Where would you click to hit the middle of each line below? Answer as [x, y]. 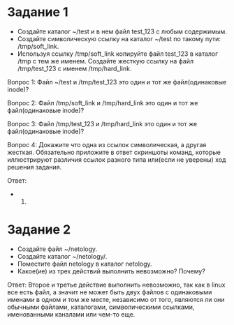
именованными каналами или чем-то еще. [71, 314]
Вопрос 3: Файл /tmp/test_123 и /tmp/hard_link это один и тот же [102, 123]
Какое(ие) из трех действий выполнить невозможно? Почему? [111, 271]
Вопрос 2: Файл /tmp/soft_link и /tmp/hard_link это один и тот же [103, 103]
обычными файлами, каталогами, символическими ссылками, [101, 307]
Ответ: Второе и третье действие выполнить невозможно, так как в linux [116, 285]
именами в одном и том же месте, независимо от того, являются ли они [116, 299]
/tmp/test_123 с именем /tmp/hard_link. [74, 68]
